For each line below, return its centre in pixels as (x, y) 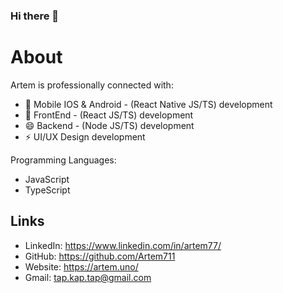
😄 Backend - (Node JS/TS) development (109, 125)
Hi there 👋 (35, 16)
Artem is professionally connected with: (92, 85)
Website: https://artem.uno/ (81, 266)
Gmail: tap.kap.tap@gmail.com (88, 277)
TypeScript (47, 190)
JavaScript (47, 179)
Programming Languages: (63, 160)
